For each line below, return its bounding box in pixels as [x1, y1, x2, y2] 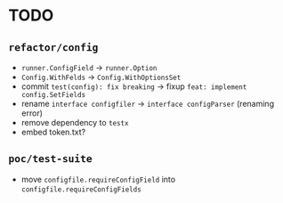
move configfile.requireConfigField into [20, 174, 175, 184]
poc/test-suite [8, 152, 93, 166]
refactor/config [8, 41, 99, 53]
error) [20, 108, 44, 118]
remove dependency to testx [20, 118, 129, 127]
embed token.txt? [20, 126, 86, 137]
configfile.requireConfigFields [20, 184, 141, 194]
